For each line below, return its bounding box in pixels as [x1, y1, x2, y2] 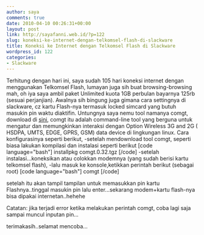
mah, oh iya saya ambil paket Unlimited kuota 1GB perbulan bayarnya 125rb [6, 90, 195, 97]
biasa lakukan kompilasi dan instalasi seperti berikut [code [6, 142, 153, 149]
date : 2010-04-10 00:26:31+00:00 [6, 20, 91, 26]
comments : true [6, 15, 45, 21]
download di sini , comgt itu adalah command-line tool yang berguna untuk [6, 115, 193, 123]
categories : [6, 54, 37, 60]
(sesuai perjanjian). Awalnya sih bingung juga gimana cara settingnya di [6, 96, 186, 104]
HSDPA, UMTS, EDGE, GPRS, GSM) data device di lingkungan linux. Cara [6, 129, 189, 136]
